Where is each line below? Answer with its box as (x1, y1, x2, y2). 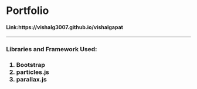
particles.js (16, 68, 50, 76)
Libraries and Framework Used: (6, 45, 98, 54)
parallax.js (16, 76, 47, 84)
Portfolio (6, 4, 49, 17)
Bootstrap (16, 61, 46, 69)
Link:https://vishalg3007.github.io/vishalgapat (6, 23, 123, 30)
